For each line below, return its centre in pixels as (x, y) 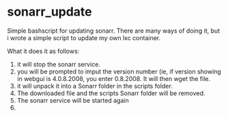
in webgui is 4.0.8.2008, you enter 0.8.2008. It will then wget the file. (114, 78)
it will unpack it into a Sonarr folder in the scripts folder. (95, 86)
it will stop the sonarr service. (59, 64)
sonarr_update (49, 12)
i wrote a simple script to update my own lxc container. (84, 37)
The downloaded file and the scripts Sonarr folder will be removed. (111, 93)
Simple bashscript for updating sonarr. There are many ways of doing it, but (114, 31)
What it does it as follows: (43, 51)
